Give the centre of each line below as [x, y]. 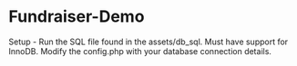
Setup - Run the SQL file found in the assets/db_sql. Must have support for [148, 42]
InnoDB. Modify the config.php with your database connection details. [140, 51]
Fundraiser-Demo [77, 17]
